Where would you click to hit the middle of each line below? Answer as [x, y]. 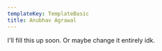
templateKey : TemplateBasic [48, 14]
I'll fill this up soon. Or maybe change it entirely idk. [81, 40]
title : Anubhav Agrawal [42, 20]
